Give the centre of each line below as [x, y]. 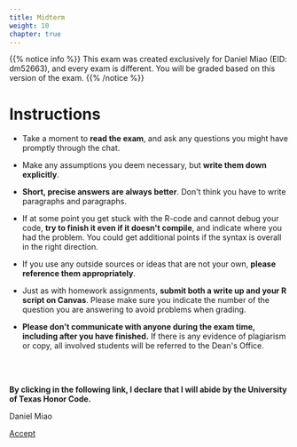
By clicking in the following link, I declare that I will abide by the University [148, 390]
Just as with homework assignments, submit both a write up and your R [154, 291]
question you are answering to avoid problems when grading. [134, 310]
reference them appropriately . [78, 274]
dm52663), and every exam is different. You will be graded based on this [142, 68]
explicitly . [40, 175]
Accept [22, 434]
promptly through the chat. [71, 148]
